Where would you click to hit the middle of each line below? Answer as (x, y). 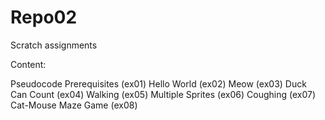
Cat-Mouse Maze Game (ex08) (74, 105)
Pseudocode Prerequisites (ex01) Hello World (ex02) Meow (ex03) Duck (158, 83)
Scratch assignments (54, 45)
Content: (28, 64)
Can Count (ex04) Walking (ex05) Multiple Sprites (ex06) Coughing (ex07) (163, 94)
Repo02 (44, 17)
